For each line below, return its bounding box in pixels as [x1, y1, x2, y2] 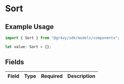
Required [41, 72, 63, 79]
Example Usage [5, 23, 54, 31]
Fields [5, 58, 25, 66]
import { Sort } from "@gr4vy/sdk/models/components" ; [5, 35, 120, 40]
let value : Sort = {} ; [5, 44, 52, 49]
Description [67, 72, 96, 79]
